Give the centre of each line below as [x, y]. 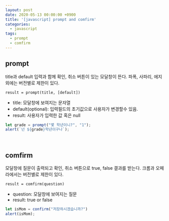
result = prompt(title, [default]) [43, 92]
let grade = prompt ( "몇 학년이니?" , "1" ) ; [48, 125]
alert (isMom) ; [20, 214]
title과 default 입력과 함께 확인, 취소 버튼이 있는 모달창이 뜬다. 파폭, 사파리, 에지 [84, 76]
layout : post [19, 10]
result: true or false [32, 200]
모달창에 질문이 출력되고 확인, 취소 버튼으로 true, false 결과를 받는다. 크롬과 [80, 168]
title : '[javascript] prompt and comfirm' [51, 19]
